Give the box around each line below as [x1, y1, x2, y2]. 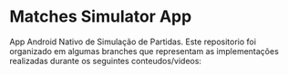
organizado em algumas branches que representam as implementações [9, 45, 280, 56]
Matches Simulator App [9, 6, 192, 27]
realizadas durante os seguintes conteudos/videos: [9, 55, 202, 66]
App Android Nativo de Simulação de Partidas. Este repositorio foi [9, 36, 257, 47]
